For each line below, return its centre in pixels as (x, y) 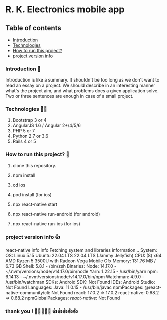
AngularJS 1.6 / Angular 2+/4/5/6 (47, 125)
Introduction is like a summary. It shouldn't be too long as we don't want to (82, 80)
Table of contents (33, 28)
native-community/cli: (28, 293)
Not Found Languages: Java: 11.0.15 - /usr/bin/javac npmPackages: (74, 287)
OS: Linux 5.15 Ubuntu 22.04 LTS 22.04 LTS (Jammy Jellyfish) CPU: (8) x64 (83, 256)
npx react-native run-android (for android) (56, 214)
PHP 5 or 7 (24, 131)
